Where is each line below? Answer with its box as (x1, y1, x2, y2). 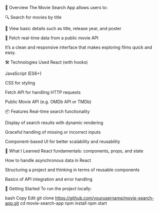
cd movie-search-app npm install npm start (20, 200, 107, 206)
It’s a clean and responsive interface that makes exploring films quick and (5, 44, 152, 50)
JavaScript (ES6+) (5, 70, 42, 76)
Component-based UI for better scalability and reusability (5, 139, 121, 144)
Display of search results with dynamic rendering (5, 120, 104, 125)
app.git (5, 200, 19, 206)
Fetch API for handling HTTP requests (5, 89, 81, 95)
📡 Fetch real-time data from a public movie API (5, 35, 99, 41)
